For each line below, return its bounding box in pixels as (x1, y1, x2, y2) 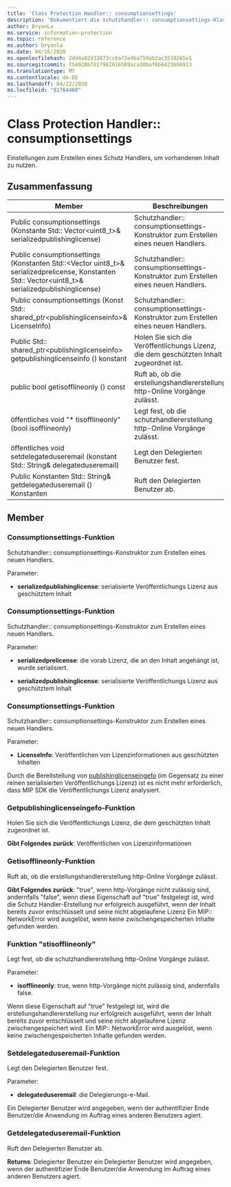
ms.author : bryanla (7, 42, 63, 49)
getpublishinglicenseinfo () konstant (10, 353, 127, 363)
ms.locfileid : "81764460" (7, 87, 81, 93)
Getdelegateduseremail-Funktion (7, 1129, 121, 1138)
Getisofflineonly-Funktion (7, 856, 96, 866)
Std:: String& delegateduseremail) (10, 460, 120, 469)
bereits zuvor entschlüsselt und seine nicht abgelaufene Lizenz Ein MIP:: (7, 907, 212, 916)
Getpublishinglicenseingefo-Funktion (7, 803, 135, 813)
